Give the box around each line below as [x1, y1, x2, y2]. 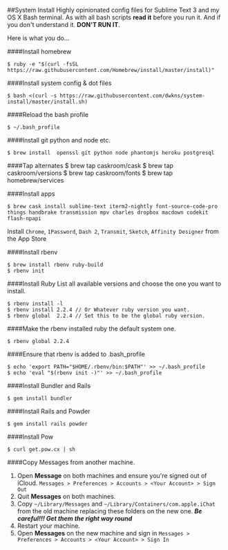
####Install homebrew [7, 48, 72, 55]
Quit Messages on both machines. [17, 493, 116, 500]
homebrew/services [7, 176, 64, 184]
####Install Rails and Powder [7, 407, 91, 415]
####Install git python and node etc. [7, 136, 111, 144]
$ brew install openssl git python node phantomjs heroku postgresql [7, 149, 215, 156]
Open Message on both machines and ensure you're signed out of [17, 472, 207, 479]
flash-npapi [7, 215, 41, 222]
